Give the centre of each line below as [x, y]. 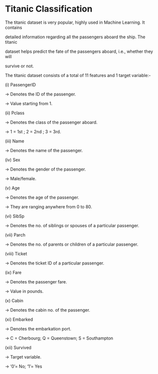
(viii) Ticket [16, 253]
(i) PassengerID [21, 85]
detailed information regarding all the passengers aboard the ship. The [75, 37]
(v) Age [13, 188]
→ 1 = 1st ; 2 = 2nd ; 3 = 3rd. [33, 131]
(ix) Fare [13, 272]
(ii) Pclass [15, 113]
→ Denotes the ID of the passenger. [41, 94]
